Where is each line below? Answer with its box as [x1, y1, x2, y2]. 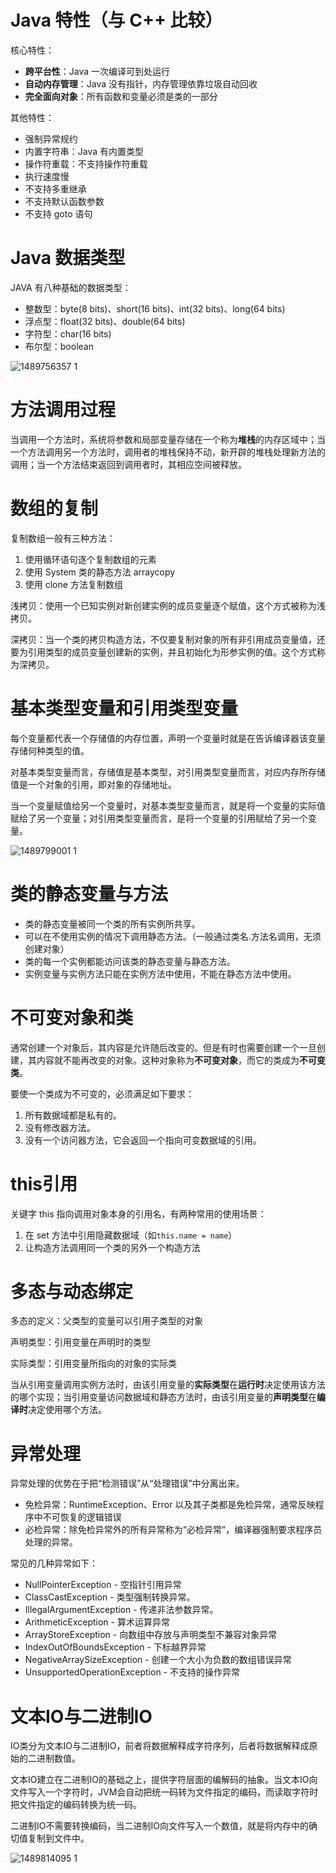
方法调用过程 [10, 399, 117, 421]
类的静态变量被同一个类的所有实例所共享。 [24, 917, 201, 930]
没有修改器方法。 [24, 1121, 96, 1133]
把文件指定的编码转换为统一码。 [10, 1799, 142, 1811]
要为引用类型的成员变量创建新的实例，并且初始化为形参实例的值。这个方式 [10, 646, 317, 658]
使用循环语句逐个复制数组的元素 [24, 553, 157, 565]
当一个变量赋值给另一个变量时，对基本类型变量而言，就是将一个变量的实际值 [10, 799, 326, 811]
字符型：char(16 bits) [24, 327, 112, 340]
